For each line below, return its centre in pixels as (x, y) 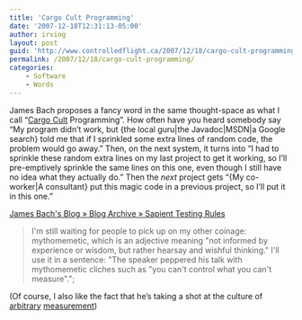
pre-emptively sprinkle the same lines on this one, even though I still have (146, 167)
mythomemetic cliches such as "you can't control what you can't (151, 269)
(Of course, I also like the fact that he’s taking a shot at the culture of (136, 296)
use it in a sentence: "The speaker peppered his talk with (137, 259)
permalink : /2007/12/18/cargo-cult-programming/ (102, 59)
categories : (31, 68)
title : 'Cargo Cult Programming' (72, 18)
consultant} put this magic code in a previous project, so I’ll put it (165, 186)
